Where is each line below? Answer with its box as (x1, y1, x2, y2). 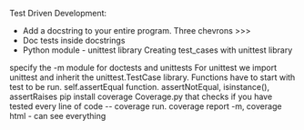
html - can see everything (9, 111, 106, 121)
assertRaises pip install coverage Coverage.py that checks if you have (9, 91, 273, 102)
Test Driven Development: (9, 8, 107, 18)
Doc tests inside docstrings (22, 35, 126, 45)
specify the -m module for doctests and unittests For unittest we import (9, 63, 278, 73)
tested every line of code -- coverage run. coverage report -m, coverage (9, 101, 282, 112)
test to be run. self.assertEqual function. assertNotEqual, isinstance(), (9, 82, 270, 92)
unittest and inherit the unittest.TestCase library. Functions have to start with (9, 72, 296, 83)
